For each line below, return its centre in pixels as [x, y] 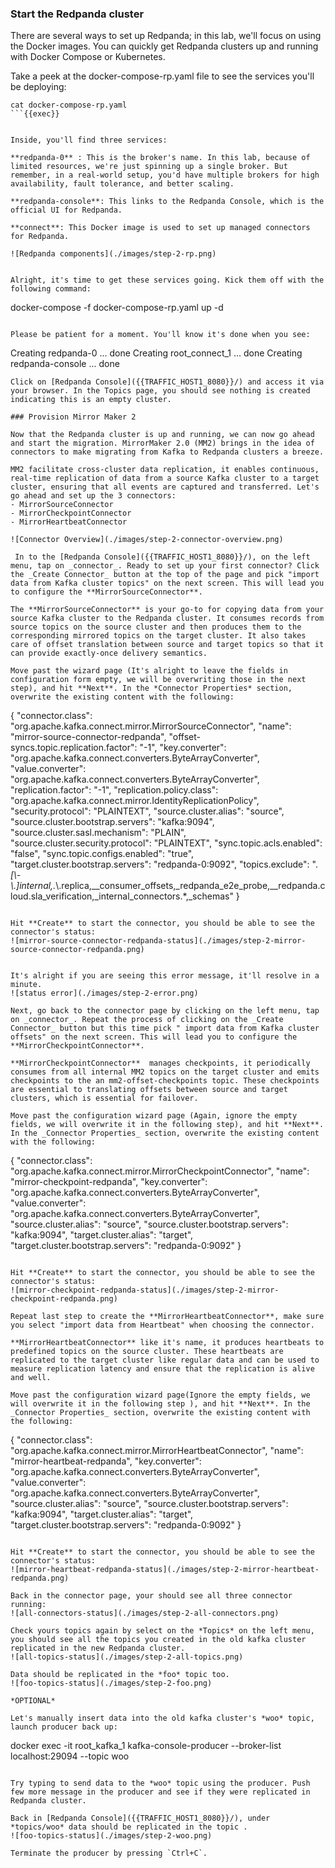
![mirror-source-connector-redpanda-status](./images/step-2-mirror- [158, 941]
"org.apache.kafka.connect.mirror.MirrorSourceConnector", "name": [151, 726]
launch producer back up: [64, 1727]
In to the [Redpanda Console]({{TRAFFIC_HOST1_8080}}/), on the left [162, 557]
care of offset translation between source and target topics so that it [167, 645]
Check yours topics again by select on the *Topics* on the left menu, [162, 1631]
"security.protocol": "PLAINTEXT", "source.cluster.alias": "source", [147, 811]
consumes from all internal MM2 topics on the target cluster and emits [165, 1072]
